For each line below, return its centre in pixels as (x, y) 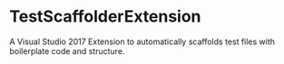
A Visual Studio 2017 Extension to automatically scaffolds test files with (142, 41)
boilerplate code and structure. (67, 50)
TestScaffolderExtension (105, 17)
